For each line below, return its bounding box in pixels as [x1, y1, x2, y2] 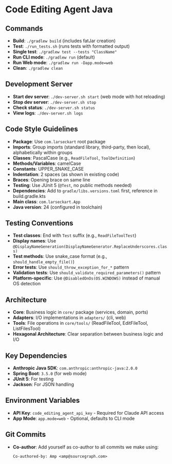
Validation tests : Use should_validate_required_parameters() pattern [12, 270, 161, 276]
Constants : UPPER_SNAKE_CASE [12, 165, 84, 172]
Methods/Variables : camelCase [12, 160, 81, 166]
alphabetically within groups [12, 149, 73, 155]
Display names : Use [12, 238, 56, 244]
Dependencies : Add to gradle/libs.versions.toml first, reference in [12, 188, 158, 194]
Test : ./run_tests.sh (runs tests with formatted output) [12, 43, 130, 49]
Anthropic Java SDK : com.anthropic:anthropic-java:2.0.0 [12, 365, 138, 371]
